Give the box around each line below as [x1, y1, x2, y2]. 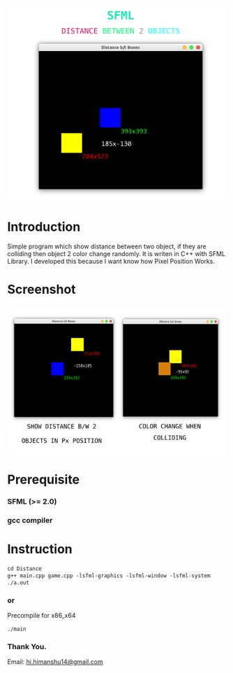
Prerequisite [7, 472, 80, 488]
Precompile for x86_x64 [7, 611, 76, 620]
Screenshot [7, 281, 76, 297]
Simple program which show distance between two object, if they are [7, 242, 207, 250]
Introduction [7, 219, 81, 234]
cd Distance [7, 565, 42, 572]
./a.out [7, 579, 30, 586]
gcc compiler [7, 515, 53, 525]
